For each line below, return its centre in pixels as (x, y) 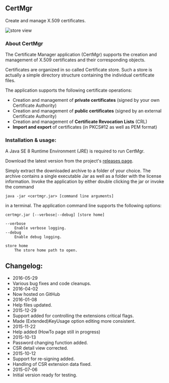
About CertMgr (24, 44)
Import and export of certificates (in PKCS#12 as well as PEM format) (85, 127)
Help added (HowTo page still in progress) (57, 332)
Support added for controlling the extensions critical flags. (73, 316)
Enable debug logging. (38, 237)
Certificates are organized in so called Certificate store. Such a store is (79, 70)
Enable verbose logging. (40, 228)
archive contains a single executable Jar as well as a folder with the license (83, 176)
